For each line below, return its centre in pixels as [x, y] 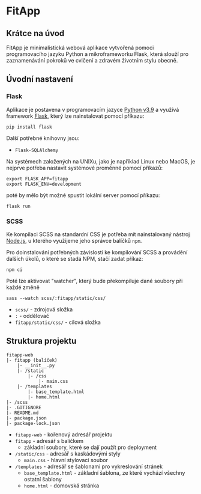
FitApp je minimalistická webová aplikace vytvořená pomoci [80, 47]
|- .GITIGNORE [24, 407]
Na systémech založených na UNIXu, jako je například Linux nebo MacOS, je [101, 161]
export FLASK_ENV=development [44, 184]
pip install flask [29, 127]
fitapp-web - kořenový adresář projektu [64, 435]
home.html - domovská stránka [61, 486]
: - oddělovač [32, 316]
